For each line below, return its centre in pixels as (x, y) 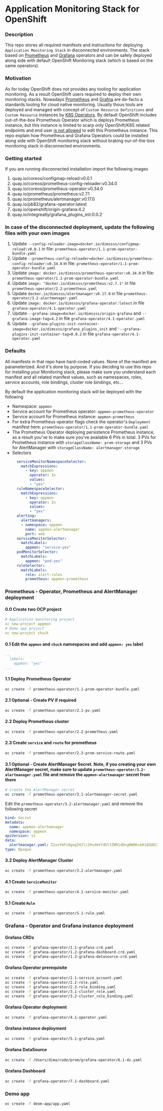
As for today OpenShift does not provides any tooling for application (73, 89)
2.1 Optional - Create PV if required (41, 700)
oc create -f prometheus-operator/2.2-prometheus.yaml (62, 732)
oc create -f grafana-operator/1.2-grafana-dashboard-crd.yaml (70, 952)
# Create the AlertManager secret (40, 790)
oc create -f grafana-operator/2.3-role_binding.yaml (61, 987)
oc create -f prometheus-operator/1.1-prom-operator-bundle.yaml (72, 689)
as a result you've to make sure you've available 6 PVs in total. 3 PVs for (84, 437)
